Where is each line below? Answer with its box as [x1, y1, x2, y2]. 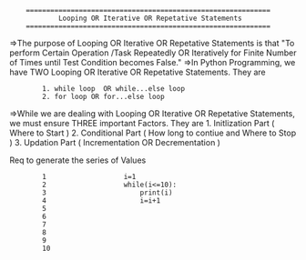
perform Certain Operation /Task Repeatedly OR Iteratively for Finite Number [9, 47, 297, 58]
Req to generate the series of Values [9, 155, 147, 165]
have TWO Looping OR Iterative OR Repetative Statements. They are [9, 66, 266, 77]
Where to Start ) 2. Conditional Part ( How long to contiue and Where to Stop [9, 127, 297, 138]
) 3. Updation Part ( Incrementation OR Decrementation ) [9, 137, 221, 147]
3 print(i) [42, 188, 173, 197]
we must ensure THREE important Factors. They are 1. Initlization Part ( [9, 118, 275, 128]
